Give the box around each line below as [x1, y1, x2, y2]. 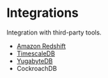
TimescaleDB [16, 49, 55, 58]
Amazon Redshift [16, 41, 66, 50]
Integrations [6, 5, 79, 21]
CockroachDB [16, 64, 57, 72]
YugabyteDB [16, 56, 53, 65]
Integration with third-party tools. [6, 28, 102, 37]
